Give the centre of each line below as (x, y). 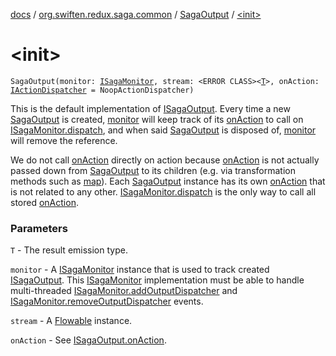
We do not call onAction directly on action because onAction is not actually (165, 160)
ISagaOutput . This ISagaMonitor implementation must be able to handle (157, 280)
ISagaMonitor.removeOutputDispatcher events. (107, 301)
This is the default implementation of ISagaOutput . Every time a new (150, 108)
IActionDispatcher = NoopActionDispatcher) (102, 90)
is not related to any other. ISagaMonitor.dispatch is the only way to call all (163, 191)
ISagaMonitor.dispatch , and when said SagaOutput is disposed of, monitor (163, 130)
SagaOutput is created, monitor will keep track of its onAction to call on (157, 119)
